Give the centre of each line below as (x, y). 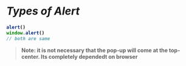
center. (30, 56)
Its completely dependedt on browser (89, 56)
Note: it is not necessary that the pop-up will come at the (95, 50)
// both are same (28, 38)
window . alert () (26, 33)
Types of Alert (43, 11)
